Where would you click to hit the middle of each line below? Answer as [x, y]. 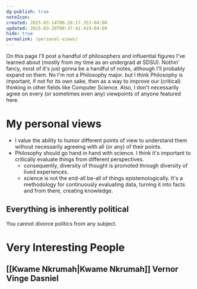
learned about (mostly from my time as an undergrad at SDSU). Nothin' [93, 62]
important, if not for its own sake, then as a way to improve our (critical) [93, 81]
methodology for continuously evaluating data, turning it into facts [104, 184]
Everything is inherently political [68, 209]
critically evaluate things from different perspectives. [79, 159]
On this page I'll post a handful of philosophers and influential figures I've [96, 56]
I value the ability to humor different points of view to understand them [101, 140]
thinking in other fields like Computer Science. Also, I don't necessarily [93, 87]
